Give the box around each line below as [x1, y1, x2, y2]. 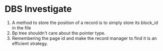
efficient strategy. [11, 40, 48, 46]
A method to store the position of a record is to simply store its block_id [11, 20, 159, 25]
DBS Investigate [4, 3, 72, 15]
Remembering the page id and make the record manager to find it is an [11, 35, 157, 41]
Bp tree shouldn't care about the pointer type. [11, 30, 106, 36]
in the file [11, 25, 31, 30]
